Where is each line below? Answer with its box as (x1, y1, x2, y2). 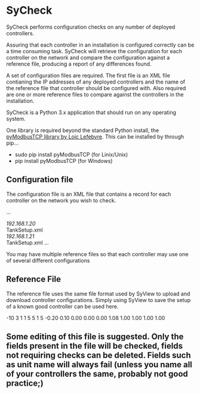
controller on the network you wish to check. (6, 196, 116, 204)
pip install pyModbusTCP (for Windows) (14, 157, 113, 164)
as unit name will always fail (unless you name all (6, 359, 193, 370)
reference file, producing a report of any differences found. (6, 60, 152, 67)
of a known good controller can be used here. (6, 303, 119, 310)
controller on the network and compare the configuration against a (6, 54, 170, 61)
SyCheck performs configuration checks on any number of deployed (6, 23, 176, 30)
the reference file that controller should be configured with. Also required (6, 84, 186, 91)
